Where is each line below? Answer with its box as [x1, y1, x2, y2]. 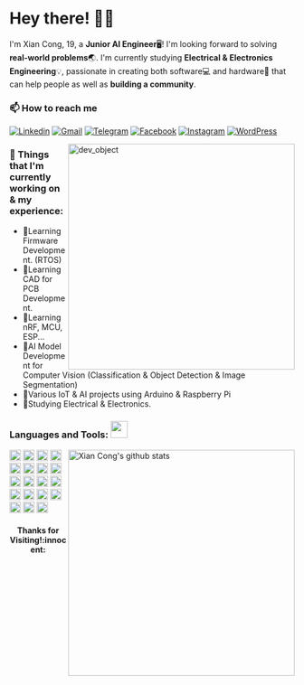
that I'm [9, 160, 44, 173]
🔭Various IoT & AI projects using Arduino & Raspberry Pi [22, 389, 232, 399]
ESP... [22, 331, 45, 342]
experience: [9, 205, 63, 218]
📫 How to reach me [9, 101, 98, 114]
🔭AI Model [22, 341, 62, 352]
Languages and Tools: [9, 428, 109, 441]
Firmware [22, 235, 59, 246]
